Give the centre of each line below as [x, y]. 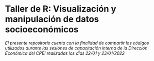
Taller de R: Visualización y [61, 9]
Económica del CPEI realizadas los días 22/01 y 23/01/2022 [65, 53]
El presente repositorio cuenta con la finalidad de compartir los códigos [77, 43]
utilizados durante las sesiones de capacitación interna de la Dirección [76, 48]
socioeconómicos [42, 30]
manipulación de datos [52, 19]
